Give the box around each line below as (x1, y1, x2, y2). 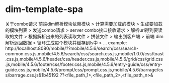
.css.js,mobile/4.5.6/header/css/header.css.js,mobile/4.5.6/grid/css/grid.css (5, 56, 163, 62)
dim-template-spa (5, 4, 83, 15)
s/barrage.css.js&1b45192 (5, 72, 59, 78)
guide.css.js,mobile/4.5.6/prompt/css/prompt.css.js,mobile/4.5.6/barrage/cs (5, 66, 163, 72)
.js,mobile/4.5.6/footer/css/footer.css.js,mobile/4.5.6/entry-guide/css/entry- (5, 61, 162, 67)
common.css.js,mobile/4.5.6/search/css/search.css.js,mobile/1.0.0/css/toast (5, 50, 164, 56)
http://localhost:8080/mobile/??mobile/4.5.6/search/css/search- (5, 45, 139, 51)
